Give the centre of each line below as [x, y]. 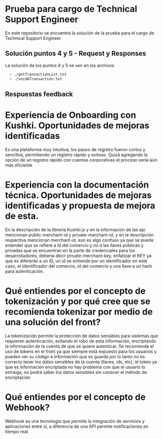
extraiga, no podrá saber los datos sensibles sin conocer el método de [76, 372]
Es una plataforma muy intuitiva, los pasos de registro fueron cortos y [75, 149]
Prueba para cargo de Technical [71, 9]
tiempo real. [17, 431]
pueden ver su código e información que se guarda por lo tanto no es [75, 356]
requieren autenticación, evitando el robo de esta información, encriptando [81, 341]
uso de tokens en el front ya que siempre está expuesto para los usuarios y [81, 351]
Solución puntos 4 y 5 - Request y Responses [76, 54]
